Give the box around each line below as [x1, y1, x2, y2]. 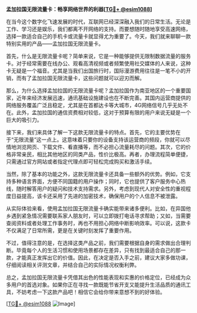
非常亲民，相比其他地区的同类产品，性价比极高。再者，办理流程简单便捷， [11, 151, 191, 158]
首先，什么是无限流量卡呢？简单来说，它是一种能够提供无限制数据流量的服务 [6, 53, 191, 59]
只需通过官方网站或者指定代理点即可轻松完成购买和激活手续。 [6, 158, 155, 165]
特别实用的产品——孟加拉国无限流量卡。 [6, 40, 104, 47]
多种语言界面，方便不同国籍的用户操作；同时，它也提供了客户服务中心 [11, 178, 181, 185]
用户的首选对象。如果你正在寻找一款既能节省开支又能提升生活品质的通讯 [11, 281, 186, 288]
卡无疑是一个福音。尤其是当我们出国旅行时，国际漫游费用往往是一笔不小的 [6, 67, 186, 74]
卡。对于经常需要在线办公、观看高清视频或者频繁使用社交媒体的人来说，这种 [6, 60, 191, 67]
